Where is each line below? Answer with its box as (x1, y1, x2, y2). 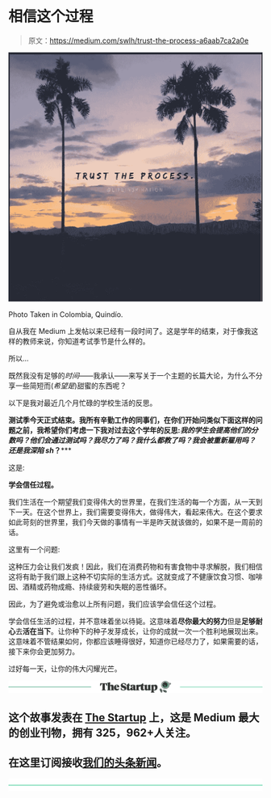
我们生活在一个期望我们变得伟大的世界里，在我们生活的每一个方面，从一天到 (8, 496, 263, 506)
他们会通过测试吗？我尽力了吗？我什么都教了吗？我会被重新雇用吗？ (29, 435, 256, 445)
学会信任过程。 (8, 479, 58, 489)
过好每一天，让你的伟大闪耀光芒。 (8, 664, 122, 673)
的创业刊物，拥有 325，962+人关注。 (8, 726, 197, 740)
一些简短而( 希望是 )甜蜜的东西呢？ (15, 381, 127, 391)
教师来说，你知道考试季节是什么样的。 (22, 336, 150, 346)
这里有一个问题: (8, 544, 60, 554)
